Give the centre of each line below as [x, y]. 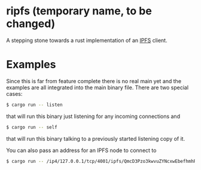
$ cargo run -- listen [34, 105]
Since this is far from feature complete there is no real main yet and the [94, 81]
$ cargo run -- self [32, 127]
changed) [31, 24]
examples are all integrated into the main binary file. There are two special [98, 87]
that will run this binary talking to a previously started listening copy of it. [96, 138]
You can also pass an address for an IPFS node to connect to [81, 150]
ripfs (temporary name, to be [79, 11]
